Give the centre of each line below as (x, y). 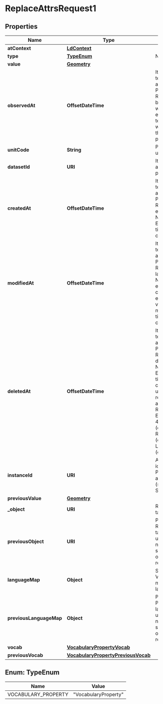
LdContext (79, 48)
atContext (19, 48)
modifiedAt (21, 283)
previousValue (24, 498)
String (74, 150)
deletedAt (19, 391)
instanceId (20, 475)
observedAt (21, 105)
